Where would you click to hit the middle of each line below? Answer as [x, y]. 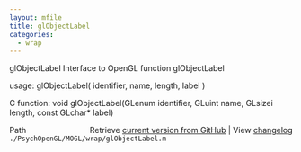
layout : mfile [36, 18]
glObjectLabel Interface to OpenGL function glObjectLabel [117, 68]
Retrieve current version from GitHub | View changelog [191, 130]
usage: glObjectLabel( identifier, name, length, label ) [107, 85]
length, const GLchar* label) [62, 112]
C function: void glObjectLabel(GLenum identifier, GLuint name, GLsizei [142, 103]
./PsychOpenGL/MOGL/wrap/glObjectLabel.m [88, 139]
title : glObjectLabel [50, 26]
